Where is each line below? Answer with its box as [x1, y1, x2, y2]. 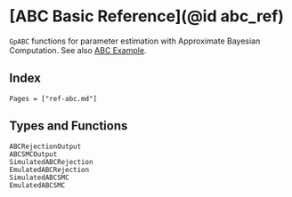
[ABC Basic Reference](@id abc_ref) [9, 6, 285, 27]
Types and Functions [9, 118, 128, 134]
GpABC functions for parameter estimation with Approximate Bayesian [9, 35, 261, 46]
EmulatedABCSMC [9, 180, 66, 190]
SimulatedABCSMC [9, 173, 69, 182]
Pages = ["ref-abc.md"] [9, 94, 98, 103]
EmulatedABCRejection [9, 165, 90, 174]
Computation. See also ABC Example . [9, 44, 147, 55]
